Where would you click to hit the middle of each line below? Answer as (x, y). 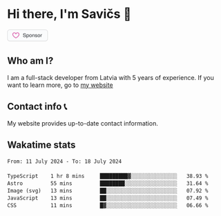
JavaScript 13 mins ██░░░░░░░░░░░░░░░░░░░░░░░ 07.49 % (108, 198)
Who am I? (30, 61)
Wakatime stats (41, 145)
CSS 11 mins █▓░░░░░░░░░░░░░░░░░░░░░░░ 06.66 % (108, 205)
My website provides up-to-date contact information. (83, 123)
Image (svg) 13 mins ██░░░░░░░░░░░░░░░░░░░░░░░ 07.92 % (108, 190)
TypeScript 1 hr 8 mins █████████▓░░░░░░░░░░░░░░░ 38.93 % (108, 176)
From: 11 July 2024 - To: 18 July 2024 (65, 161)
